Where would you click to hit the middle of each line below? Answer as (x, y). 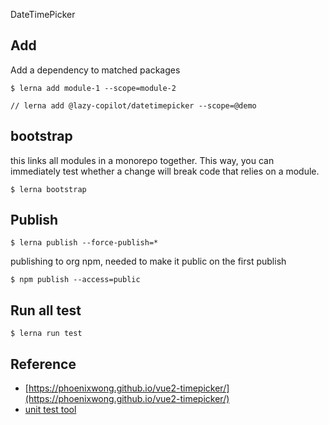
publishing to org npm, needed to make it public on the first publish (148, 261)
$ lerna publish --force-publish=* (84, 243)
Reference (43, 364)
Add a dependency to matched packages (95, 70)
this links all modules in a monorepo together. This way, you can (142, 160)
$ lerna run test (46, 334)
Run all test (46, 310)
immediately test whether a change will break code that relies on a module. (165, 171)
